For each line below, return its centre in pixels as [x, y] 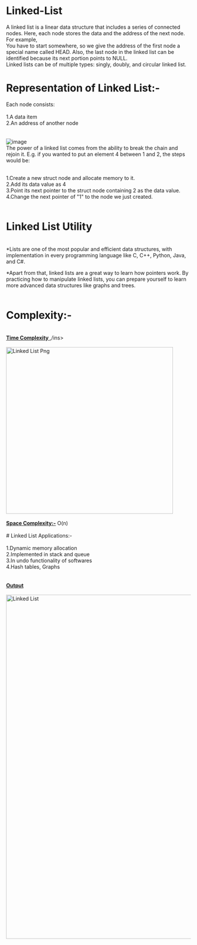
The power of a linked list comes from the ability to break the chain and [92, 148]
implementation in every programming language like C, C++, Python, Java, [96, 255]
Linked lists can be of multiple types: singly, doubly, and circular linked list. [96, 64]
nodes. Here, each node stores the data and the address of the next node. [96, 33]
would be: [18, 160]
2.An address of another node [43, 123]
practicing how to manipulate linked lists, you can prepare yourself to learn [96, 279]
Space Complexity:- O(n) [37, 523]
